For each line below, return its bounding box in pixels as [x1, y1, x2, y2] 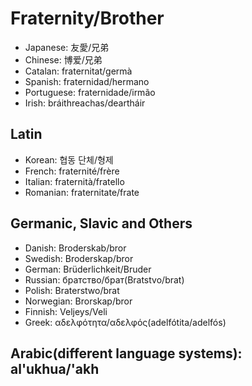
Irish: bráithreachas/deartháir [24, 97, 146, 109]
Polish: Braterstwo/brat [24, 284, 120, 296]
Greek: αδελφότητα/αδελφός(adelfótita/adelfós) [24, 316, 227, 328]
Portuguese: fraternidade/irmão [24, 86, 156, 98]
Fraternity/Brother [10, 7, 165, 30]
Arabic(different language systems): [10, 345, 243, 362]
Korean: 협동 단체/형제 [24, 153, 114, 166]
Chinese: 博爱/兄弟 [24, 53, 103, 66]
